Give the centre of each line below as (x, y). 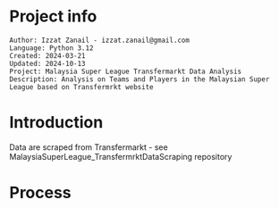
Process (40, 193)
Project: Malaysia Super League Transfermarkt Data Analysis (126, 71)
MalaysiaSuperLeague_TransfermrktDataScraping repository (121, 156)
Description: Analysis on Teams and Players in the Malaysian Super (139, 79)
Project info (53, 17)
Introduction (56, 123)
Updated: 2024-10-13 (48, 63)
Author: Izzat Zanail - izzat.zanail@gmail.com (100, 40)
